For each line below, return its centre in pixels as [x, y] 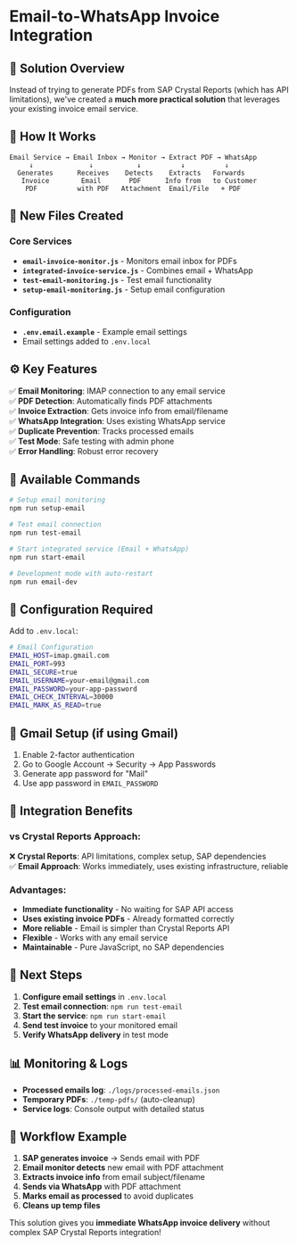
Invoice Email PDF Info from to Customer [139, 180]
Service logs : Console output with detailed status [113, 1109]
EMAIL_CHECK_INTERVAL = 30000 [62, 697]
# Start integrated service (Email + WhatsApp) [99, 549]
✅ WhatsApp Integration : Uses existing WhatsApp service [117, 420]
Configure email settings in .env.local [95, 996]
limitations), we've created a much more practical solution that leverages [145, 99]
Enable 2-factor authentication [78, 755]
